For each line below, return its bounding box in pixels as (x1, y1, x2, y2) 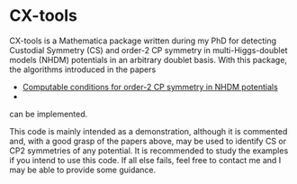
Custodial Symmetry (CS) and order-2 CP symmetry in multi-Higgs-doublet (9, 44, 288, 55)
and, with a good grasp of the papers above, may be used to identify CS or (9, 135, 286, 146)
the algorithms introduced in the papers (9, 64, 157, 75)
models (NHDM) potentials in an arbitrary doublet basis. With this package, (9, 54, 288, 65)
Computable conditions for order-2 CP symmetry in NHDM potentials (22, 81, 279, 92)
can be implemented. (9, 108, 88, 119)
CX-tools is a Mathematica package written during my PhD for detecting (9, 35, 277, 46)
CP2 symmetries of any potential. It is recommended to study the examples (9, 145, 289, 156)
